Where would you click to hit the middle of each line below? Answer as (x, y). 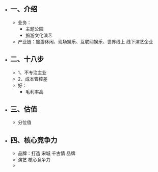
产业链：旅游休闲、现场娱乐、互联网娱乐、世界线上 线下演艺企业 (85, 41)
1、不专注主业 (32, 72)
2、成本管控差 (33, 79)
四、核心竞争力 (34, 140)
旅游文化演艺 (39, 35)
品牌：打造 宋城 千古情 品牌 (46, 153)
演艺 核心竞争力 (34, 160)
